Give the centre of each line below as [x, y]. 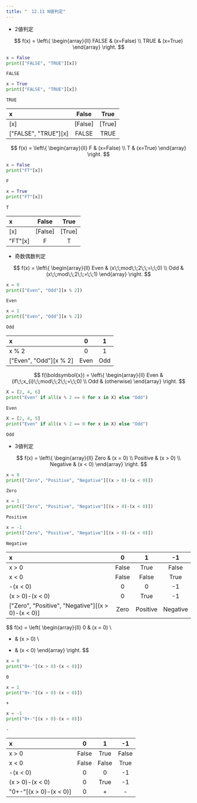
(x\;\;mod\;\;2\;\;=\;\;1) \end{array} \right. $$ [98, 274]
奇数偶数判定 [30, 256]
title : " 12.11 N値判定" [36, 11]
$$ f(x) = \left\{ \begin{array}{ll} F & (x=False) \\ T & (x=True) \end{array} [98, 148]
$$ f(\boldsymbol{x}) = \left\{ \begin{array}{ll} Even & [98, 375]
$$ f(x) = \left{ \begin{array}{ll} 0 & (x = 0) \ [59, 627]
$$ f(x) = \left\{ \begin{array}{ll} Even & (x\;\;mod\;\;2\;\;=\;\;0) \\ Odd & [98, 268]
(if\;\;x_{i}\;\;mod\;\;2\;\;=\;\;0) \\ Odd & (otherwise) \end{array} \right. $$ [98, 382]
